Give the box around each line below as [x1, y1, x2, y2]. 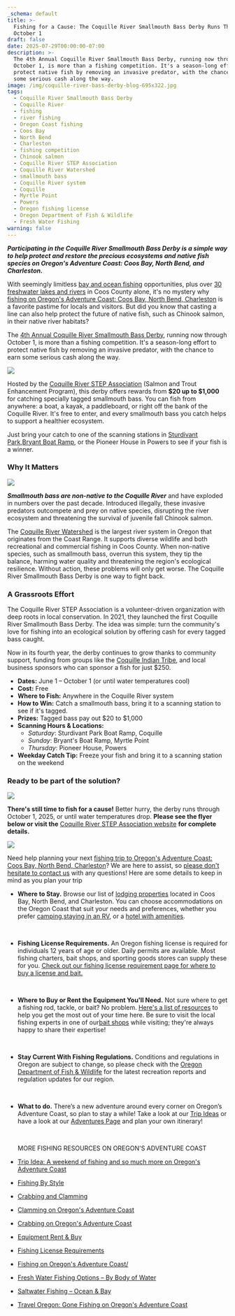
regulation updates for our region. [17, 1075, 115, 1084]
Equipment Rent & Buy [17, 1233, 83, 1241]
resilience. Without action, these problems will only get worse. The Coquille [7, 564, 225, 573]
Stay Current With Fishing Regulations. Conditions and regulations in [17, 1053, 220, 1061]
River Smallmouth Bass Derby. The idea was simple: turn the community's [7, 620, 220, 629]
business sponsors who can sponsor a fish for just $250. [7, 664, 171, 672]
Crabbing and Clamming [17, 1192, 88, 1201]
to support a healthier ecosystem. [7, 417, 105, 425]
